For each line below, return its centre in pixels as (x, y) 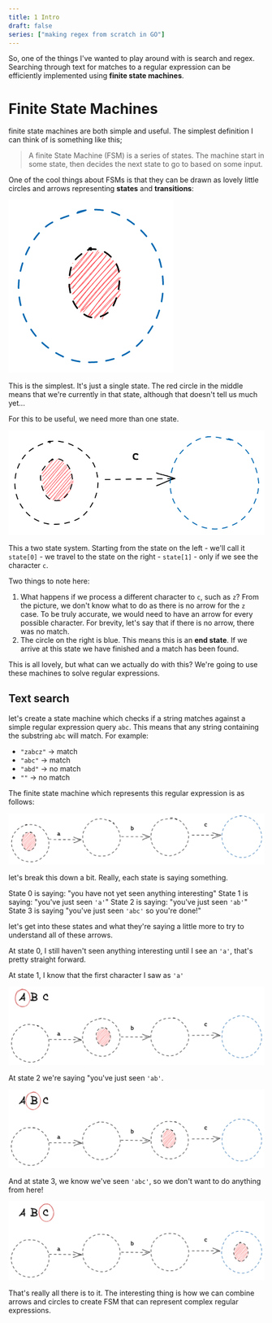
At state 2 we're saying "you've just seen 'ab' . (86, 1078)
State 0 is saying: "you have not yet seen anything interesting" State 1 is (129, 893)
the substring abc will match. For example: (78, 736)
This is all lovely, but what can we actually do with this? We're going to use (133, 664)
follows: (22, 801)
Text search (39, 699)
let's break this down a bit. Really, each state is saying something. (119, 878)
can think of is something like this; (65, 140)
